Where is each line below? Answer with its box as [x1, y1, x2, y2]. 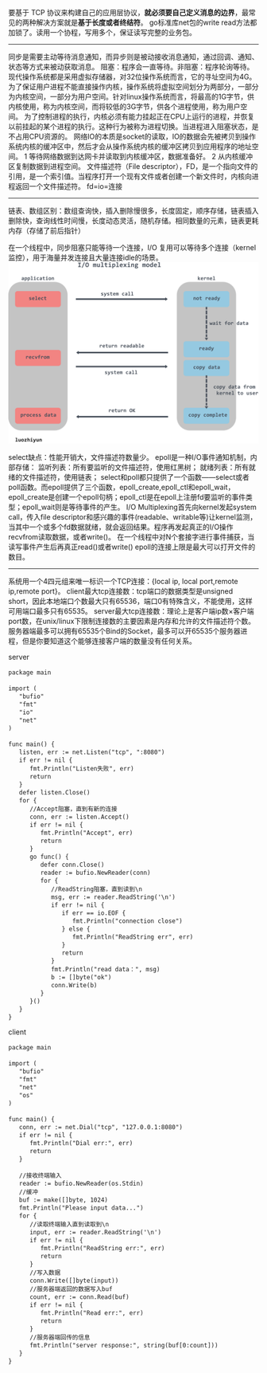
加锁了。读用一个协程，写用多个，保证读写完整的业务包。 [8, 28, 196, 37]
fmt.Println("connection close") [72, 917, 183, 925]
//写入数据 [29, 1269, 61, 1277]
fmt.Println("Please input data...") [18, 1204, 145, 1212]
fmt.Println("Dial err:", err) [29, 1140, 133, 1147]
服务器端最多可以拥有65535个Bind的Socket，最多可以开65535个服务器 [8, 626, 241, 636]
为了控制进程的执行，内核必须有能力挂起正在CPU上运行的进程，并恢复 [23, 112, 255, 121]
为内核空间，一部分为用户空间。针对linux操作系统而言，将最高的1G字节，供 [8, 92, 255, 101]
